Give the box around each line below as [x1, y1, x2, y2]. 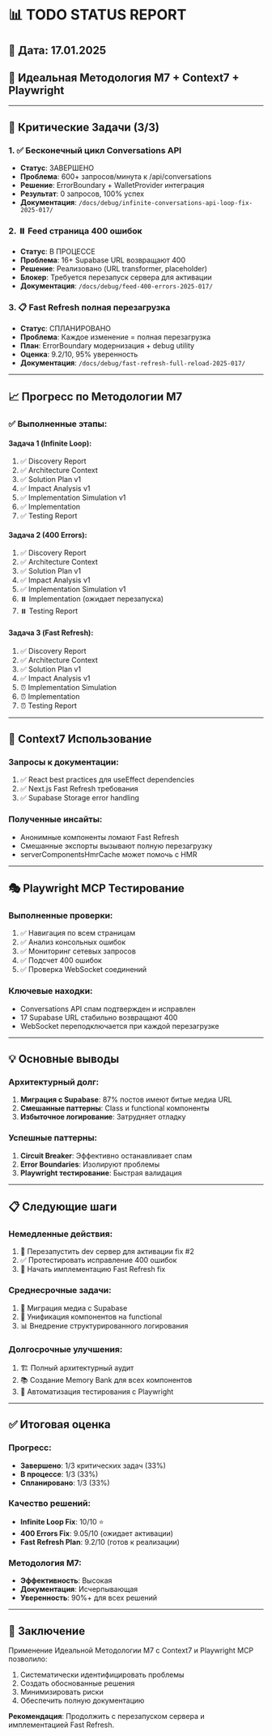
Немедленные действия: [8, 1228, 113, 1239]
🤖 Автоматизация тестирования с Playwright [19, 1386, 174, 1397]
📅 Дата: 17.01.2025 [8, 43, 107, 57]
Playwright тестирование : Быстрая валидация [19, 1167, 182, 1178]
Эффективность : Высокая [19, 1576, 113, 1585]
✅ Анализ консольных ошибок [19, 937, 126, 947]
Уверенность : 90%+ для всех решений [19, 1593, 158, 1603]
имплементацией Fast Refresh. [8, 1720, 115, 1730]
